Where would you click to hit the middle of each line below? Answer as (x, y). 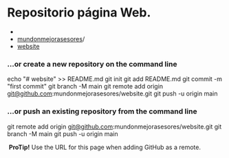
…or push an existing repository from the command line (102, 111)
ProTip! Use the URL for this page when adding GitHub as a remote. (105, 147)
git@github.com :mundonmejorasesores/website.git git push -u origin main (112, 93)
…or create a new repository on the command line (92, 64)
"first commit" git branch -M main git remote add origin (85, 87)
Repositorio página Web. (79, 13)
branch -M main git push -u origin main (63, 134)
